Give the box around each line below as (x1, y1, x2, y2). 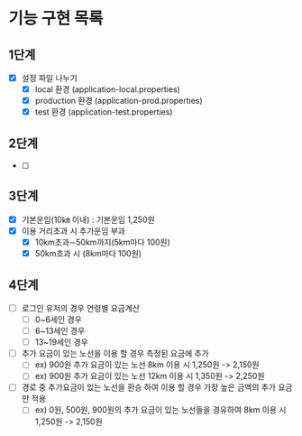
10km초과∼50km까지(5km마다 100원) (34, 237, 170, 247)
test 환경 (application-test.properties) (34, 107, 173, 117)
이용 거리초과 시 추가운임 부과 (21, 225, 125, 236)
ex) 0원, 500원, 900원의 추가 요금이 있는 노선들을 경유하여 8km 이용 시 (34, 404, 287, 415)
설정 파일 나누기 (21, 73, 78, 83)
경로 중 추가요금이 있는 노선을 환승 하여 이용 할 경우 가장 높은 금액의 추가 (21, 382, 277, 393)
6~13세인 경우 (34, 326, 86, 337)
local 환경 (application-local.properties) (34, 84, 181, 95)
